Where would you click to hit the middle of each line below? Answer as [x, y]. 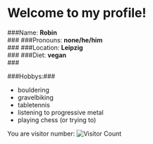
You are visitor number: [41, 133]
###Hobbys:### [31, 76]
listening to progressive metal [60, 112]
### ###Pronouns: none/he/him [55, 40]
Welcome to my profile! [77, 13]
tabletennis [34, 104]
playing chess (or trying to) [57, 120]
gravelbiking [36, 97]
